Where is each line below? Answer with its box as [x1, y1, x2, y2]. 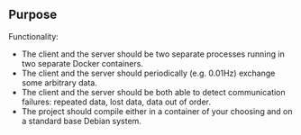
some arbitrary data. [21, 76, 98, 88]
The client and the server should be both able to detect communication [21, 86, 286, 97]
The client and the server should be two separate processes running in [21, 49, 285, 59]
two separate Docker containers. [21, 58, 143, 68]
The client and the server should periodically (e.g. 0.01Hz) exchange [21, 67, 276, 78]
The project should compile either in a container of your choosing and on [21, 105, 293, 116]
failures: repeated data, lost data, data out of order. [21, 96, 211, 107]
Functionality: [8, 31, 59, 41]
